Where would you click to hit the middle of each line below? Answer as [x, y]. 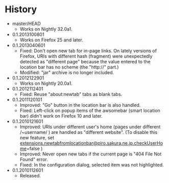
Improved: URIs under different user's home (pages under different [90, 127]
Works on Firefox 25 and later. [52, 40]
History [21, 9]
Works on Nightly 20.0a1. [46, 83]
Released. [30, 175]
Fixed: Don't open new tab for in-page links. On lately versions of [88, 51]
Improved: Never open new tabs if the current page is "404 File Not [91, 154]
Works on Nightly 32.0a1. [46, 29]
